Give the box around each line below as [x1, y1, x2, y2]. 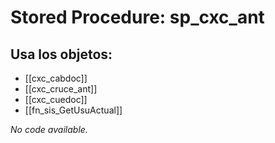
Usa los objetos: [10, 46, 113, 63]
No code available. [10, 124, 88, 135]
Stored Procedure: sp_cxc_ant [10, 6, 265, 29]
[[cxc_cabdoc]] [24, 72, 88, 84]
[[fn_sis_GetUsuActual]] [24, 104, 123, 116]
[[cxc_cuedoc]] [24, 94, 88, 105]
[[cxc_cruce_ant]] [24, 83, 98, 95]
